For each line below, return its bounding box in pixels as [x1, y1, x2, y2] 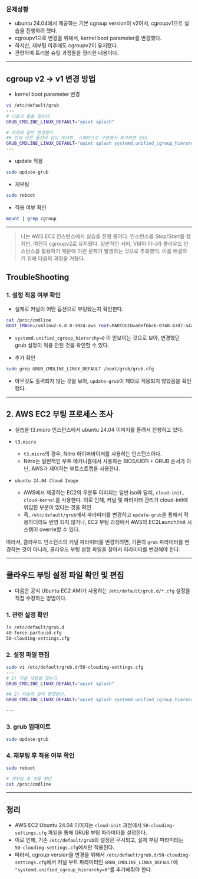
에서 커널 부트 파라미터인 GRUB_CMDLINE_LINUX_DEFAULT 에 [46, 858, 179, 865]
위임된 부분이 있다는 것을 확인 [23, 503, 91, 510]
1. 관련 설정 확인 [6, 610, 48, 618]
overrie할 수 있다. [39, 526, 80, 533]
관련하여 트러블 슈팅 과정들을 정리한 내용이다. [14, 49, 119, 57]
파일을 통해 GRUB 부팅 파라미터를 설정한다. [48, 829, 147, 836]
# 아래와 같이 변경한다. [6, 129, 56, 135]
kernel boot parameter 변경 [14, 90, 81, 98]
